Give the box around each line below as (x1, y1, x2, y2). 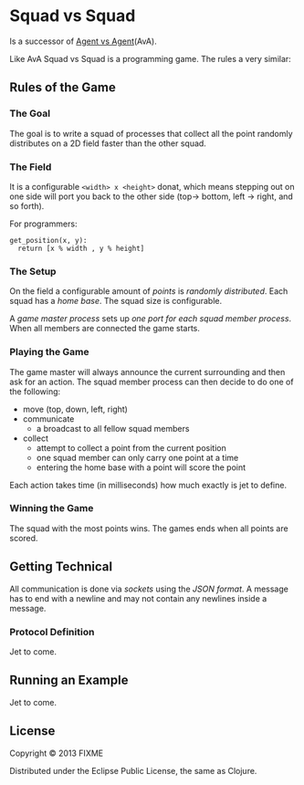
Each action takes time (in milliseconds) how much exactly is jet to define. (9, 479, 288, 490)
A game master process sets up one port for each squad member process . (9, 313, 292, 324)
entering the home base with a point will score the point (36, 462, 246, 473)
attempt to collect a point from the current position (36, 442, 226, 453)
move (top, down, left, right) (22, 403, 128, 414)
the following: (9, 385, 61, 397)
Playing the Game (9, 346, 89, 359)
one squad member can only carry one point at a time (36, 452, 239, 463)
